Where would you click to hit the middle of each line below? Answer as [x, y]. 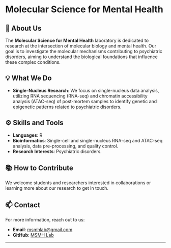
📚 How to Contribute [39, 168]
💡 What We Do [28, 78]
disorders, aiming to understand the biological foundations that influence [81, 57]
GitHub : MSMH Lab [33, 235]
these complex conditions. [33, 62]
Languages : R [27, 135]
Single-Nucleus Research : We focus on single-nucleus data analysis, [86, 90]
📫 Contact [23, 205]
